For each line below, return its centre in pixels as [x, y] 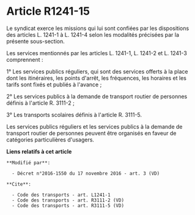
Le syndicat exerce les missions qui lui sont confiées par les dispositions [98, 28]
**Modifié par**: [28, 163]
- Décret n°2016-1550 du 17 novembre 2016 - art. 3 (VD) [86, 173]
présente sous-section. [36, 41]
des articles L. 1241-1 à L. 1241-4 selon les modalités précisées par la [93, 34]
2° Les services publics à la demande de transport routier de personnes [97, 96]
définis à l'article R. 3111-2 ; [40, 103]
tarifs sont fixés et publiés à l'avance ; [54, 85]
